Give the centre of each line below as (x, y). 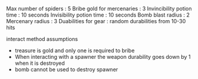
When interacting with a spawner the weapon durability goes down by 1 (103, 57)
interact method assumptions (42, 39)
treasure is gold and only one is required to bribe (75, 50)
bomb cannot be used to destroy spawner (66, 69)
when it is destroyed (40, 63)
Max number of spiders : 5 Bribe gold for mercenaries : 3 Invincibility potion (99, 9)
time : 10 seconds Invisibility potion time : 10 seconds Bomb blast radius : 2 (98, 15)
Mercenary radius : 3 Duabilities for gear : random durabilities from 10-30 (96, 21)
